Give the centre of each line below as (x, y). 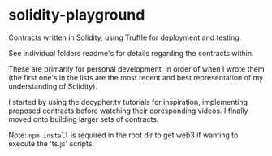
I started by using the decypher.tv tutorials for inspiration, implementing (128, 102)
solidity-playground (77, 15)
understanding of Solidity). (53, 86)
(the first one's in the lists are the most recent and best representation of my (136, 77)
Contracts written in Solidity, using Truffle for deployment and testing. (125, 37)
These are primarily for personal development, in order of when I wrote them (136, 69)
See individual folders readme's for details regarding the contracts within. (131, 53)
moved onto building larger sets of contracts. (84, 119)
